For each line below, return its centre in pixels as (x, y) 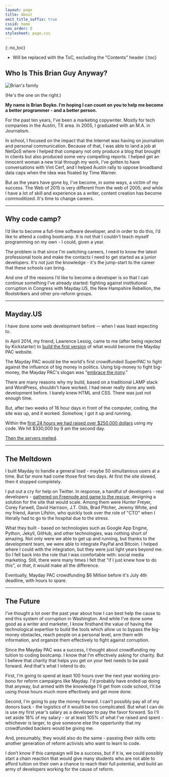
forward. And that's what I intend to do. (46, 666)
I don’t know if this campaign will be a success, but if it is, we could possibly (84, 753)
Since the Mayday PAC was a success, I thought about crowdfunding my (80, 650)
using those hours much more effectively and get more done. (69, 692)
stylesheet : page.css (28, 33)
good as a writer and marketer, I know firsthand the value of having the (79, 624)
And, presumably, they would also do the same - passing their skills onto (80, 738)
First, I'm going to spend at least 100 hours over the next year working (78, 676)
